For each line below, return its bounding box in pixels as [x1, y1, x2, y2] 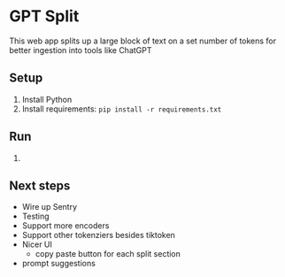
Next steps [9, 178, 71, 193]
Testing [21, 211, 50, 222]
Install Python [21, 94, 73, 104]
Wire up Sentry [21, 202, 78, 212]
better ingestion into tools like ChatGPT [9, 44, 152, 55]
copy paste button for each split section [35, 249, 181, 259]
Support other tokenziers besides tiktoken [21, 230, 175, 241]
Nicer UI [21, 239, 53, 250]
